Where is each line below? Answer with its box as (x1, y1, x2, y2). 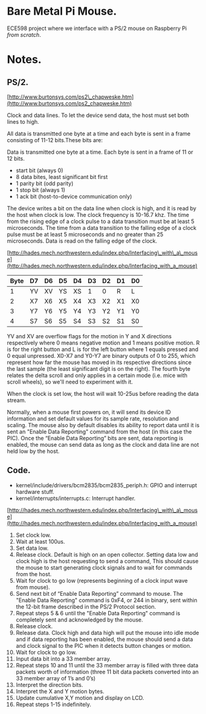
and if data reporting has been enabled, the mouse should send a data (15, 636, 193, 643)
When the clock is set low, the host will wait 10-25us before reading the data (7, 390, 199, 397)
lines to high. (7, 118, 39, 125)
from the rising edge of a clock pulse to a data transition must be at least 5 (7, 218, 195, 225)
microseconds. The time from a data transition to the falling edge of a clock (7, 224, 197, 231)
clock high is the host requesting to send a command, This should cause (15, 557, 199, 564)
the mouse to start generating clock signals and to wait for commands (15, 564, 193, 571)
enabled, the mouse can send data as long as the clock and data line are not (7, 441, 199, 448)
